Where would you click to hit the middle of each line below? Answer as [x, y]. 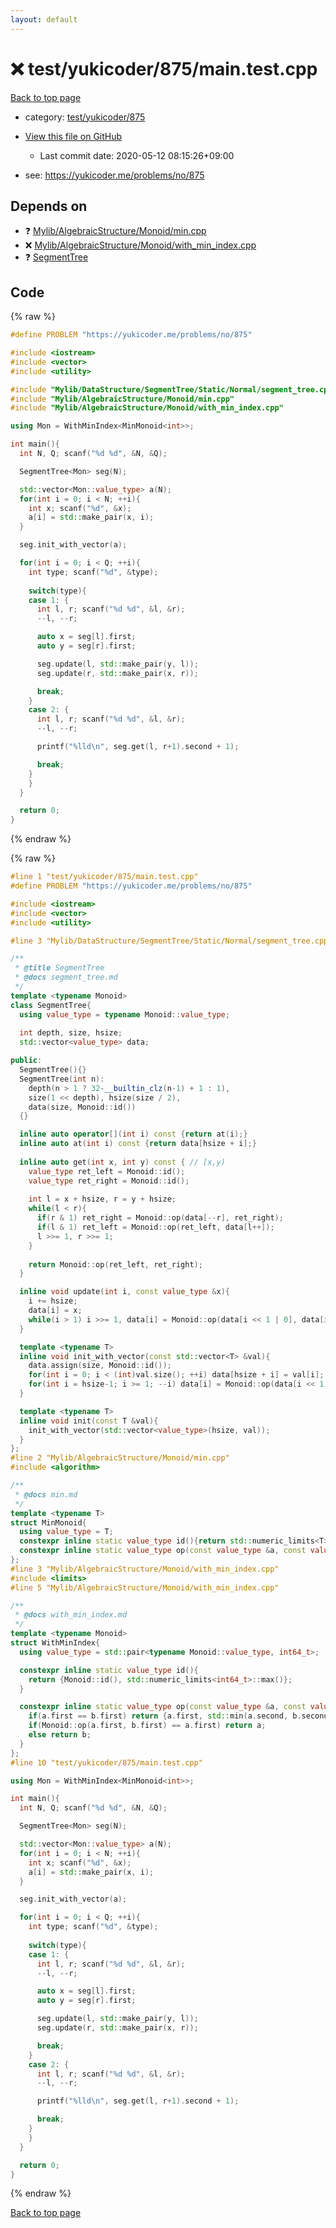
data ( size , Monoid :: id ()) [82, 1107]
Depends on [49, 206]
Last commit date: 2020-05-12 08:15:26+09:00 [137, 155]
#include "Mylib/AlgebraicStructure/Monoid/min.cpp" [122, 399]
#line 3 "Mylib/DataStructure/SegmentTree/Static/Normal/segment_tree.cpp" [171, 941]
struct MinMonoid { [48, 1522]
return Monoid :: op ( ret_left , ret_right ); [115, 1264]
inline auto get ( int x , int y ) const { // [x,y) [122, 1162]
